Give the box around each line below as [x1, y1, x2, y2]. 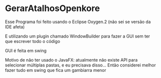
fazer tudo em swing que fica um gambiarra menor [5, 67, 106, 73]
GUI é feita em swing [5, 48, 47, 53]
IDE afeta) [5, 24, 25, 29]
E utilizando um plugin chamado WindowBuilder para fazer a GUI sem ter [5, 33, 150, 39]
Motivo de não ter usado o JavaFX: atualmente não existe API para [5, 57, 138, 63]
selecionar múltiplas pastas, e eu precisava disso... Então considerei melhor [5, 62, 156, 68]
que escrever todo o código [5, 38, 60, 44]
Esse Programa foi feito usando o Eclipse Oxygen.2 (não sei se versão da [5, 19, 151, 25]
